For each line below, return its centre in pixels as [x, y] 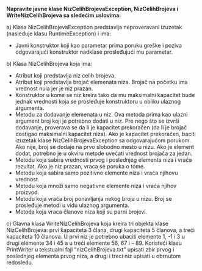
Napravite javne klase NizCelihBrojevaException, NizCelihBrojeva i [92, 9]
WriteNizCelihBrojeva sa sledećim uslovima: [64, 15]
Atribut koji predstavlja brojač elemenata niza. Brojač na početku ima [101, 82]
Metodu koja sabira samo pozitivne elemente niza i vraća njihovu [96, 173]
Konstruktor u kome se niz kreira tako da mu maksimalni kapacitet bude [105, 95]
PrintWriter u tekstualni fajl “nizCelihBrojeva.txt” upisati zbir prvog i [90, 249]
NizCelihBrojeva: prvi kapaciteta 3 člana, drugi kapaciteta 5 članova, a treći [101, 230]
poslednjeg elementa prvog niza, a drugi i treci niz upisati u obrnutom [94, 256]
